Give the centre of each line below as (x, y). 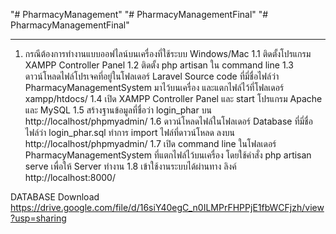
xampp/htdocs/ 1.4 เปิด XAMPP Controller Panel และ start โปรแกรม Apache (173, 98)
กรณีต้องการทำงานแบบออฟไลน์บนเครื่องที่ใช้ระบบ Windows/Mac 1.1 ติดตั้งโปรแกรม (168, 53)
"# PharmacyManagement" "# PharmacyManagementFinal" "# (139, 14)
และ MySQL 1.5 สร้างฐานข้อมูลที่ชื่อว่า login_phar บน (118, 110)
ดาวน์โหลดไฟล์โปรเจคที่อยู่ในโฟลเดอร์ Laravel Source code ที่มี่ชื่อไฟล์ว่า (152, 76)
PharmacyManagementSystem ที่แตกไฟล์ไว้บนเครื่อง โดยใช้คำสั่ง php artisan (168, 155)
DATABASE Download (55, 197)
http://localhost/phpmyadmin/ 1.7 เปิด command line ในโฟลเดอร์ (150, 143)
